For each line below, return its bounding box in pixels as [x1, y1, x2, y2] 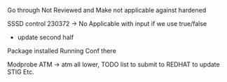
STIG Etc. [7, 68, 34, 76]
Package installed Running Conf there [7, 47, 117, 55]
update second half [17, 33, 74, 41]
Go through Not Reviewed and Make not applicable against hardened [7, 6, 207, 14]
